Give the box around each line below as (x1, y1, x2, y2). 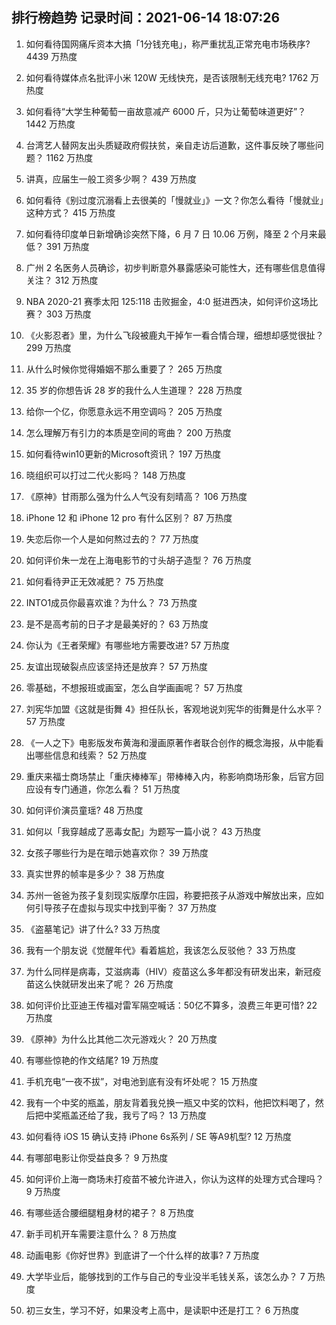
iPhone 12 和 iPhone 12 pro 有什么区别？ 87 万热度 (25, 511, 233, 523)
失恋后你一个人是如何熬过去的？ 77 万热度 (25, 533, 199, 545)
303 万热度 (45, 308, 92, 320)
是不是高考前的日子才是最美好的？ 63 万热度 (25, 618, 209, 630)
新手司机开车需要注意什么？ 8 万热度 (25, 1228, 178, 1240)
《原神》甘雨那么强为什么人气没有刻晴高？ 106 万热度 (25, 490, 248, 502)
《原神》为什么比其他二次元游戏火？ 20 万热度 (25, 1033, 218, 1045)
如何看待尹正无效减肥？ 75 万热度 (25, 575, 164, 587)
